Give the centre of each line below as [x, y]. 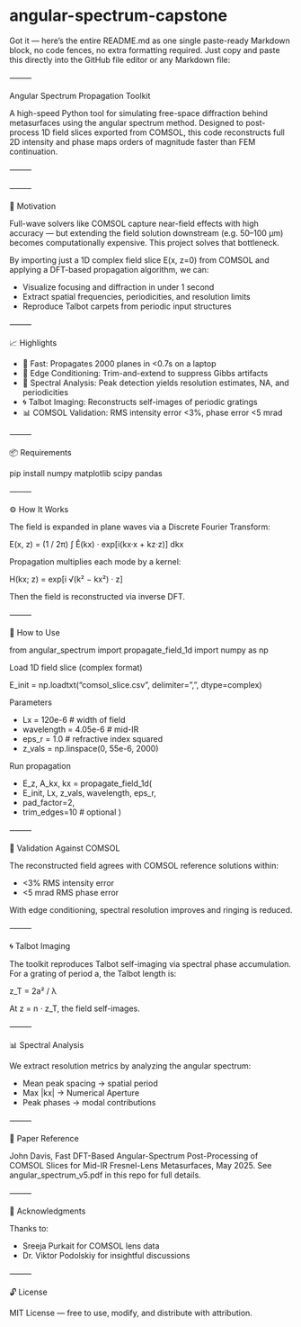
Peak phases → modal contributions [89, 1102]
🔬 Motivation [33, 206]
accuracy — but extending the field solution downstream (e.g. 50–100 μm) [146, 233]
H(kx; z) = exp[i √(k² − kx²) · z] [66, 579]
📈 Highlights [33, 342]
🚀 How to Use [35, 632]
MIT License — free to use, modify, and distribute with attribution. [131, 1313]
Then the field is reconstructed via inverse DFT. [97, 596]
